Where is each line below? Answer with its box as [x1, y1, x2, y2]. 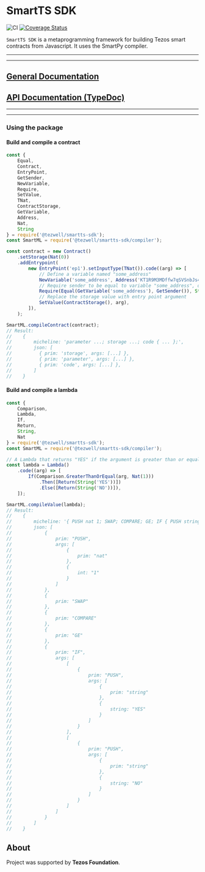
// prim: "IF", [6, 649, 86, 656]
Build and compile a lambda [6, 386, 78, 394]
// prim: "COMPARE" [6, 615, 97, 621]
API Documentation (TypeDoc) [6, 92, 125, 103]
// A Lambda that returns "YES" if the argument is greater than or [6, 456, 184, 462]
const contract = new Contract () [6, 248, 92, 254]
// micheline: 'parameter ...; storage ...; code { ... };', [6, 339, 184, 345]
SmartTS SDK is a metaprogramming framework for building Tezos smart [6, 35, 186, 43]
